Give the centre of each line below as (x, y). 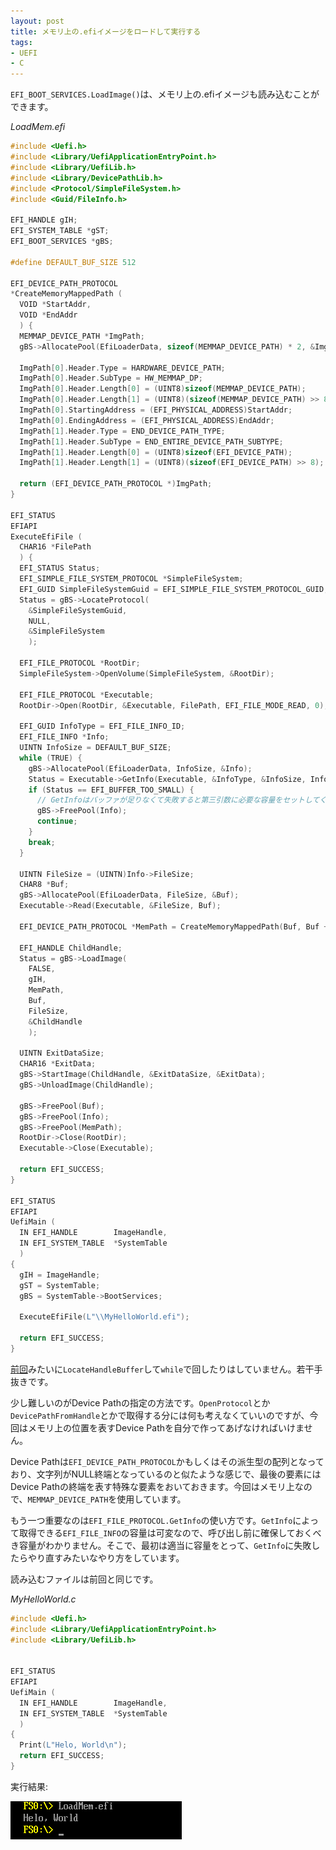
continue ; (57, 821)
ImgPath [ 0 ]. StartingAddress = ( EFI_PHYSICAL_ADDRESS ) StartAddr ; (156, 410)
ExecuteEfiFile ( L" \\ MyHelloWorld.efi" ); (104, 1317)
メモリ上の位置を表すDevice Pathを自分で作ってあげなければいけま (166, 1427)
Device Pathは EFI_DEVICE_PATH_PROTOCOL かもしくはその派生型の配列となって (167, 1461)
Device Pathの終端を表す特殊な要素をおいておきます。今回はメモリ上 (152, 1486)
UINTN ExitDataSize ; (62, 1053)
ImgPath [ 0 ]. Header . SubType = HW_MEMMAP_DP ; (111, 378)
